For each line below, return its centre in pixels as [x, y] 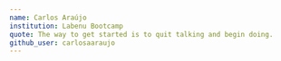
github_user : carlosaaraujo [63, 43]
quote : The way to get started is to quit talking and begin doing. [141, 34]
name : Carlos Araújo [48, 17]
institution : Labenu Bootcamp [67, 26]
